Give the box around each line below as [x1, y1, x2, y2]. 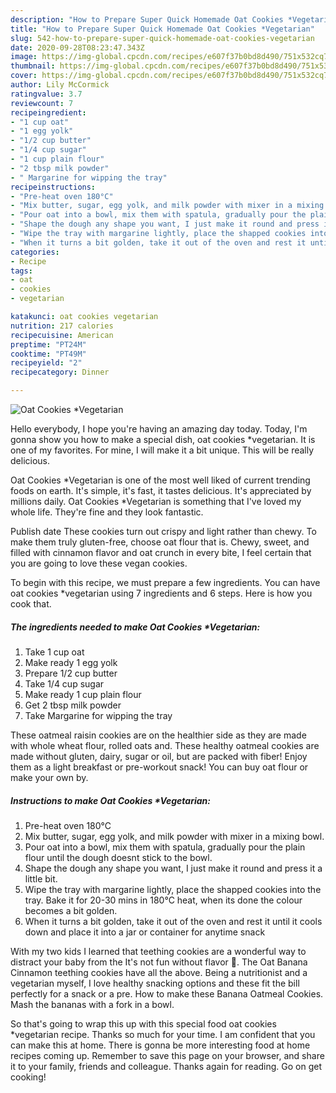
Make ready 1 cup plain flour [24, 688, 142, 700]
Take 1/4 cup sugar [24, 677, 105, 690]
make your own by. [10, 771, 89, 783]
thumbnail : [10, 61, 56, 71]
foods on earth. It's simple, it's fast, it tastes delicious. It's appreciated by [10, 485, 312, 496]
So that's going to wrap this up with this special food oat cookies [10, 1017, 277, 1030]
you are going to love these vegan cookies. [10, 557, 188, 569]
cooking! [10, 1071, 47, 1083]
